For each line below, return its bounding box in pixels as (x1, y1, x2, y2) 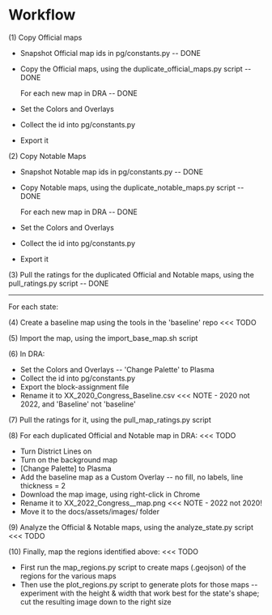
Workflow (8, 6, 76, 24)
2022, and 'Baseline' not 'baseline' (19, 399, 136, 409)
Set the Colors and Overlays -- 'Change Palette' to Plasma (19, 364, 215, 374)
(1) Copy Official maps (8, 32, 83, 42)
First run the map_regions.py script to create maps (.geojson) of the (19, 562, 247, 572)
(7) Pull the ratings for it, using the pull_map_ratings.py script (8, 415, 212, 424)
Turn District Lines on (19, 446, 92, 456)
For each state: (8, 302, 59, 312)
